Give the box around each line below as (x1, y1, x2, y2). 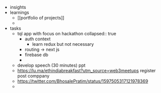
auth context (24, 36, 51, 42)
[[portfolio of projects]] (17, 15, 65, 20)
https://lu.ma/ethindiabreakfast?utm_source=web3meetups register (17, 68, 156, 74)
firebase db (24, 52, 49, 58)
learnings (9, 9, 29, 15)
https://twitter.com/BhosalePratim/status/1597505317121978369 (17, 78, 148, 84)
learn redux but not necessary (32, 41, 94, 47)
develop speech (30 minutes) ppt (17, 62, 86, 68)
